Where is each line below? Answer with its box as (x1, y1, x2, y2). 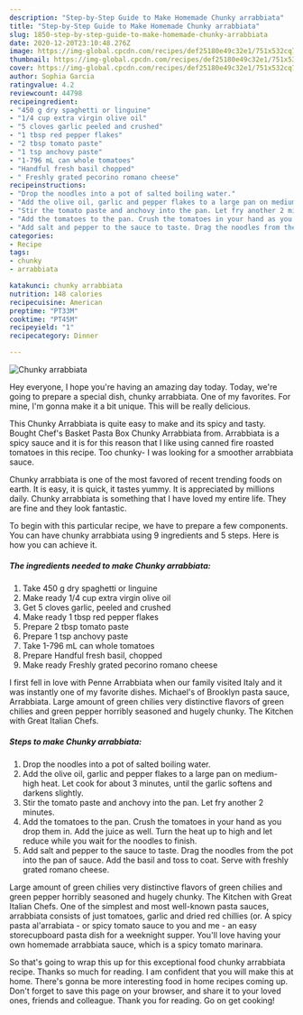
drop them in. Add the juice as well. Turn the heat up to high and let (22, 826, 273, 836)
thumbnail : (9, 55, 50, 64)
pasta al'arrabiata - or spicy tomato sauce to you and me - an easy (9, 919, 257, 930)
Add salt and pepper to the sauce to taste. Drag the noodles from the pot (22, 844, 293, 855)
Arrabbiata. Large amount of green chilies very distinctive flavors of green (9, 696, 284, 706)
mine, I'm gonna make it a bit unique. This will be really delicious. (9, 401, 251, 411)
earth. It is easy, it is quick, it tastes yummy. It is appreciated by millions (9, 484, 275, 494)
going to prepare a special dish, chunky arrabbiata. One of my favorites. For (9, 392, 291, 401)
